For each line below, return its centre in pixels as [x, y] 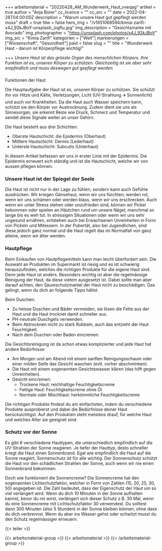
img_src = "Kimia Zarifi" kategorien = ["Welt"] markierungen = [67, 38]
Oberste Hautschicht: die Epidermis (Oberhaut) [59, 136]
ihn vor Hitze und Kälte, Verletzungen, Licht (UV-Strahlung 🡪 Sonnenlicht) [79, 95]
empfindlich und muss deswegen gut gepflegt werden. [59, 68]
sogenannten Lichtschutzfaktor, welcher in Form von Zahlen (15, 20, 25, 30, [80, 483]
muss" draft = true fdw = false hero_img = [47, 22]
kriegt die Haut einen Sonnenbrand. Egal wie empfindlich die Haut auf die [78, 453]
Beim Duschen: [20, 299]
